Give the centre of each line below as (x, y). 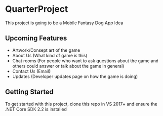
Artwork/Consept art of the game (46, 50)
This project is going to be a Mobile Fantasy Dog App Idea (64, 23)
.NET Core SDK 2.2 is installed (36, 109)
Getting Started (29, 92)
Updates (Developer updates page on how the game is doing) (75, 76)
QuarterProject (37, 9)
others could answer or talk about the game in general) (68, 66)
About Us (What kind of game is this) (50, 55)
